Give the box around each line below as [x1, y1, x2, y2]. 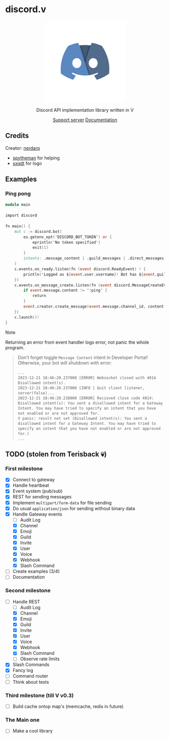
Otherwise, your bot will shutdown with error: [17, 359, 112, 366]
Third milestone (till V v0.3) [5, 692, 74, 699]
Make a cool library [12, 728, 53, 734]
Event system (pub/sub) [12, 488, 63, 494]
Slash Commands [12, 661, 50, 668]
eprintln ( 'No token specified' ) [32, 240, 101, 245]
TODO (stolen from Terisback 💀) [5, 450, 107, 458]
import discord [5, 213, 37, 218]
